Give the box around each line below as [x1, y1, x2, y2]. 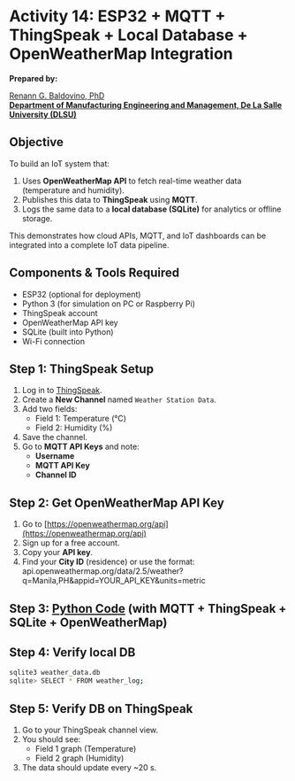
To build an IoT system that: [9, 158, 110, 169]
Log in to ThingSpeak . [21, 385, 103, 396]
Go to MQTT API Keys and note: [21, 441, 140, 452]
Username [34, 451, 75, 461]
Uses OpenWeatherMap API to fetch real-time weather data [21, 175, 242, 186]
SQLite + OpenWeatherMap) [9, 615, 168, 630]
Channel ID [34, 469, 77, 480]
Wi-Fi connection [21, 336, 86, 346]
